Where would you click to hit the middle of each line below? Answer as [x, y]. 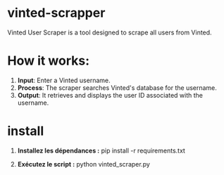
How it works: [49, 61]
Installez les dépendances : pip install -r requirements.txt [101, 150]
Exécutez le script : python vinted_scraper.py [83, 164]
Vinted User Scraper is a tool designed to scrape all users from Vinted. [110, 32]
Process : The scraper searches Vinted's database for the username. [117, 87]
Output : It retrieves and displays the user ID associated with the [110, 95]
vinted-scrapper [56, 13]
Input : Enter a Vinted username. [64, 80]
